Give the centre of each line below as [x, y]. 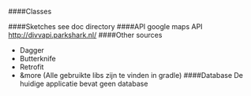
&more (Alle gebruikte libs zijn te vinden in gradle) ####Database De [131, 75]
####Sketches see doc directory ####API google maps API [105, 26]
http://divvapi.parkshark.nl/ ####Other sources [85, 35]
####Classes [30, 11]
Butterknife [38, 59]
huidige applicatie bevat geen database [84, 83]
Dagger [32, 50]
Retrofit [32, 67]
